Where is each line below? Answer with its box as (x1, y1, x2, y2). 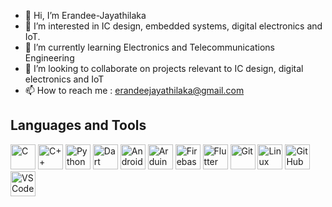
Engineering (24, 52, 75, 64)
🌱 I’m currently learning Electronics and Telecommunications (24, 41, 275, 53)
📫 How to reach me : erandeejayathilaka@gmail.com (24, 85, 245, 96)
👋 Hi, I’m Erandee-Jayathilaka (24, 10, 147, 21)
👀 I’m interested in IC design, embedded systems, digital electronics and (24, 20, 323, 32)
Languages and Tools (10, 117, 147, 134)
